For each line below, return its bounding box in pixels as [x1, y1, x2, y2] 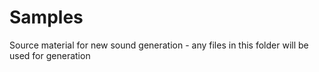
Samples [9, 6, 84, 29]
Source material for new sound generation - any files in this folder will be [9, 39, 309, 51]
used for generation [9, 49, 91, 61]
